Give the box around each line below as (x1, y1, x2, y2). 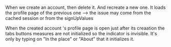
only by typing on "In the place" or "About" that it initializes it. (5, 36, 135, 42)
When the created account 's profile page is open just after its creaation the (5, 25, 165, 31)
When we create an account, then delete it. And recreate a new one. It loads (5, 5, 166, 10)
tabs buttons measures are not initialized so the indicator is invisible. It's (5, 31, 157, 36)
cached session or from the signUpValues (5, 15, 94, 21)
